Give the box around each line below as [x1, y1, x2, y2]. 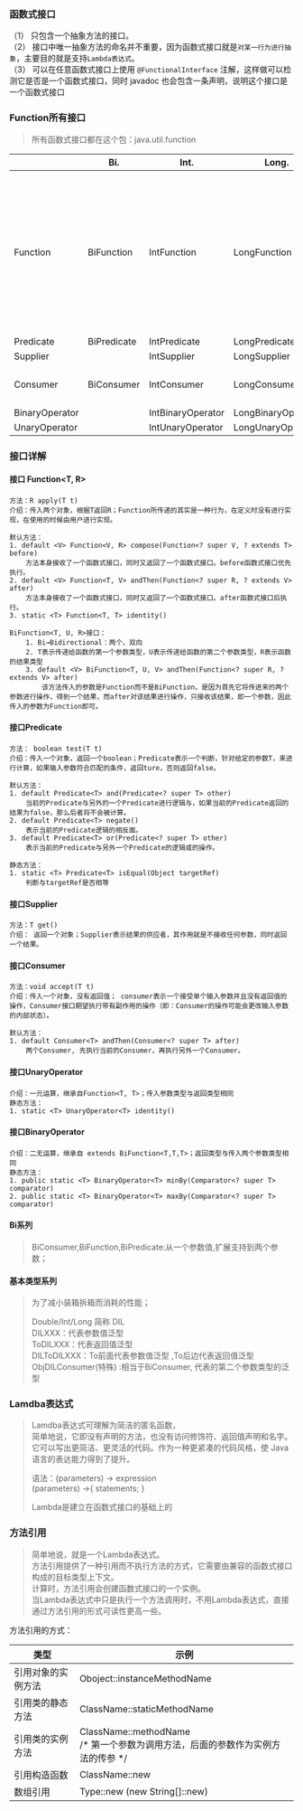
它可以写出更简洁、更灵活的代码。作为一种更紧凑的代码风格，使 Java [31, 1442, 289, 1453]
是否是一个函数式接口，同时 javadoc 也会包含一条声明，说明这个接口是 [24, 75, 289, 87]
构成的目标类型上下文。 [31, 1571, 119, 1582]
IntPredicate [148, 335, 201, 347]
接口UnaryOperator [9, 1066, 84, 1077]
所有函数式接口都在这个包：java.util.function [31, 134, 197, 145]
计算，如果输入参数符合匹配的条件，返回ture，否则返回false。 [15, 763, 221, 772]
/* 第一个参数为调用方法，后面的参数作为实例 [79, 1738, 272, 1750]
